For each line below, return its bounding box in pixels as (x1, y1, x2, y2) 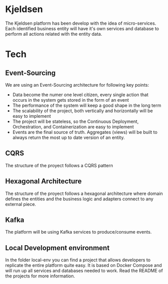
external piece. (5, 201, 36, 207)
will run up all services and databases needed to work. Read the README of (5, 268, 163, 274)
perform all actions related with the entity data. (5, 31, 102, 37)
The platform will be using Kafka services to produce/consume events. (5, 229, 152, 235)
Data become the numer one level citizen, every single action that (12, 92, 149, 98)
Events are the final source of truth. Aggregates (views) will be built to (12, 129, 157, 135)
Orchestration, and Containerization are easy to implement (12, 123, 134, 129)
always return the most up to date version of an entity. (12, 134, 125, 140)
